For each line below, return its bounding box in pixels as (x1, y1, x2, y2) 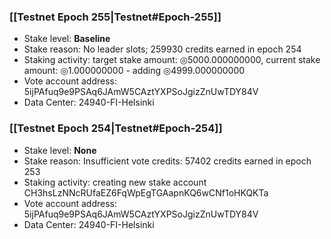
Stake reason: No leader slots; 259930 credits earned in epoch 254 (23, 43, 302, 55)
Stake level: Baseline (23, 33, 111, 45)
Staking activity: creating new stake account (23, 176, 207, 188)
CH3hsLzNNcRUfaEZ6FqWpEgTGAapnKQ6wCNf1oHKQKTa (23, 186, 269, 199)
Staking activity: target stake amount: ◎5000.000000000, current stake (23, 54, 321, 66)
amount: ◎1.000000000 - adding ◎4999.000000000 (23, 65, 246, 77)
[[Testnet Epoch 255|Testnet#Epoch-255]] (9, 10, 222, 24)
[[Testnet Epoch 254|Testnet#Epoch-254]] (9, 121, 223, 135)
